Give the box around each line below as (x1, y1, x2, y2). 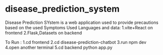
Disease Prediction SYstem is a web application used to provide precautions (5, 19, 159, 25)
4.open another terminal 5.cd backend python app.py (5, 44, 113, 50)
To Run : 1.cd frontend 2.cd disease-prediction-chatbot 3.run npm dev (5, 39, 147, 45)
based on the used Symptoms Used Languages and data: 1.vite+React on (5, 24, 153, 30)
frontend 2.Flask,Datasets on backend (5, 30, 82, 36)
